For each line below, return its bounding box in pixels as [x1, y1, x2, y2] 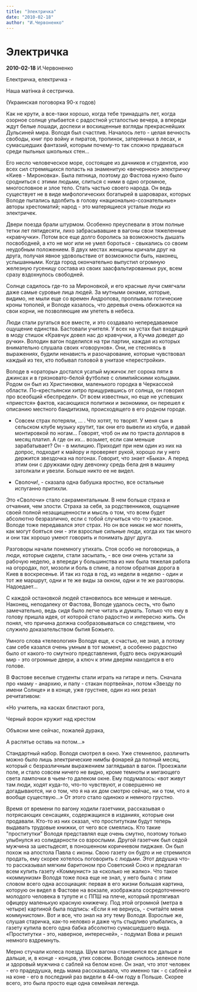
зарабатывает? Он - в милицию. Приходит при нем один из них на [14, 442, 182, 449]
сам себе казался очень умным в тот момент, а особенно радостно [6, 644, 178, 651]
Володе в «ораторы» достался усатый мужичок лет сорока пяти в [6, 368, 173, 375]
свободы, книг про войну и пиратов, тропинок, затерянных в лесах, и [6, 135, 181, 142]
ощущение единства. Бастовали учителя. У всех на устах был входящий [6, 325, 188, 332]
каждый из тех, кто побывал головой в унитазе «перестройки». [6, 356, 166, 364]
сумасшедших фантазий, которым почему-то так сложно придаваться [6, 142, 184, 149]
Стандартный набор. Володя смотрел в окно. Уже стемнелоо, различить [6, 750, 190, 757]
